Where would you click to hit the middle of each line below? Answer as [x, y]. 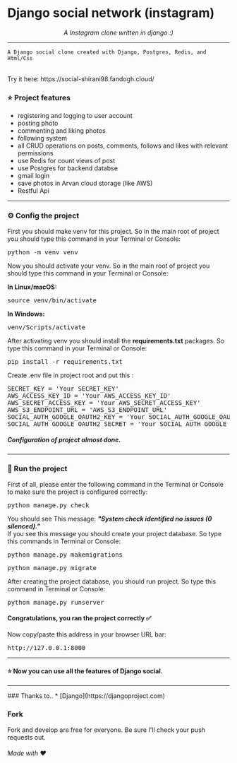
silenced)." [24, 526]
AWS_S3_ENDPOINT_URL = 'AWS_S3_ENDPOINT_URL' [87, 410]
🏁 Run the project [37, 469]
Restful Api [33, 191]
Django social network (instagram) [111, 13]
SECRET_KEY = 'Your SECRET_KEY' [63, 389]
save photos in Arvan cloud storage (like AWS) [85, 183]
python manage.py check [48, 505]
